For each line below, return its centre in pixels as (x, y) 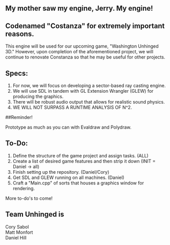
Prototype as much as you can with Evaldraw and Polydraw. (68, 127)
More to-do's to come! (29, 198)
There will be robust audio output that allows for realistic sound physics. (89, 102)
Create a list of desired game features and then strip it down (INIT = (84, 161)
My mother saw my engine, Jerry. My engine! (79, 8)
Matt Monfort (19, 232)
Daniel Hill (16, 237)
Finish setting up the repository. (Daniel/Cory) (61, 172)
